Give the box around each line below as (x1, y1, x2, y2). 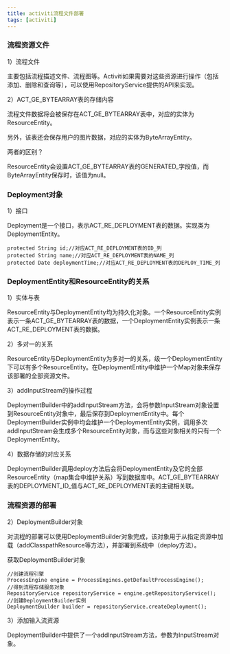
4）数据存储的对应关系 (7, 450, 72, 458)
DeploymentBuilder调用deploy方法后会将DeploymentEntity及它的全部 (7, 465, 203, 473)
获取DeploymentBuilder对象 (7, 555, 86, 564)
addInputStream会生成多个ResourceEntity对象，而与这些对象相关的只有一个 (7, 427, 222, 435)
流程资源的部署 (7, 501, 57, 510)
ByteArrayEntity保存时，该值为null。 (7, 171, 110, 179)
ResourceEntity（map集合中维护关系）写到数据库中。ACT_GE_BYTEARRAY (7, 473, 220, 481)
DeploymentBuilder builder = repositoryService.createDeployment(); (7, 603, 207, 610)
